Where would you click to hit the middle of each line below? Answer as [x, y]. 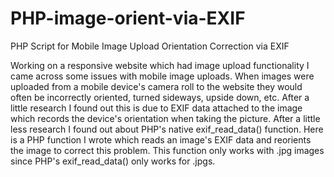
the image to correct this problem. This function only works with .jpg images [167, 150]
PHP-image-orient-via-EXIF [128, 18]
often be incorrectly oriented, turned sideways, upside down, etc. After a [160, 97]
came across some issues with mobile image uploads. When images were [162, 76]
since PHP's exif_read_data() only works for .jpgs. [113, 161]
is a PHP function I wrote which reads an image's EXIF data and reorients [161, 139]
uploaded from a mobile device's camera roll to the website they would [156, 86]
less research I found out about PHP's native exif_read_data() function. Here [167, 129]
